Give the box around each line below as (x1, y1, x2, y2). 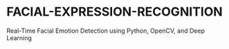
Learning (6, 33, 33, 42)
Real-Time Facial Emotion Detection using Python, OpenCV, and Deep (6, 27, 205, 35)
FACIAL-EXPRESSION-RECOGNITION (6, 4, 223, 20)
